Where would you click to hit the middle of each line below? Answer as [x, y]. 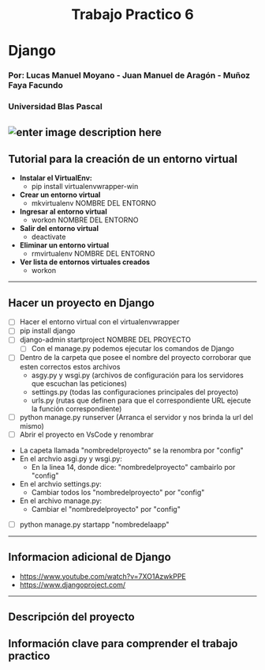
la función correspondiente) [77, 408]
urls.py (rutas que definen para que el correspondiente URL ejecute [141, 400]
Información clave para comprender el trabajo [123, 644]
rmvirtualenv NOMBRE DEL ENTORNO [93, 254]
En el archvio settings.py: [61, 483]
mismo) [32, 426]
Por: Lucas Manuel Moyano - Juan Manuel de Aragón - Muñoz [129, 75]
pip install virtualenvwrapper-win [85, 187]
